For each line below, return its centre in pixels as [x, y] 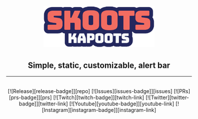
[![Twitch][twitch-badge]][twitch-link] [98, 98]
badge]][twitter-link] [43, 104]
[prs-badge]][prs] [30, 98]
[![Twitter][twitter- [167, 98]
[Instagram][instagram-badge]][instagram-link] [99, 110]
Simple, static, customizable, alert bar [99, 65]
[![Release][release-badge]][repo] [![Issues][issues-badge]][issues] [90, 91]
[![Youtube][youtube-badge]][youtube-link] [122, 104]
